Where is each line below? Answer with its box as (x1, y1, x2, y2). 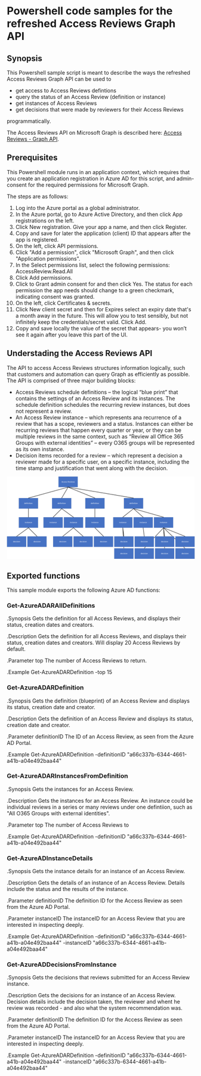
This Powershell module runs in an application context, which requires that (7, 168, 190, 175)
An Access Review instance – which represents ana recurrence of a (15, 413, 182, 421)
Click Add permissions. (15, 274, 73, 281)
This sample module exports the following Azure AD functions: (7, 586, 160, 593)
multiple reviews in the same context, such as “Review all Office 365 (15, 432, 184, 440)
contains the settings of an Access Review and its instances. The (15, 395, 175, 402)
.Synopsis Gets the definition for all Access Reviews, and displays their (7, 615, 181, 622)
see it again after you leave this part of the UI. (15, 331, 128, 338)
